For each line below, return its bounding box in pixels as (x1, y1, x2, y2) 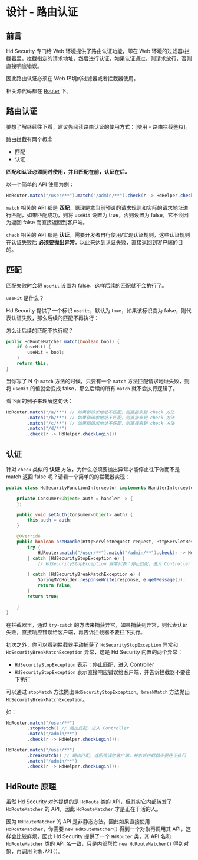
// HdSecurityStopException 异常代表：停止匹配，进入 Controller (37, 561, 191, 567)
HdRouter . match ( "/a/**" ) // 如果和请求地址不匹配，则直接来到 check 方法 (6, 409, 175, 415)
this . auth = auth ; (27, 517, 72, 523)
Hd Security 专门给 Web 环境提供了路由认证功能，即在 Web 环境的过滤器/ (6, 48, 185, 54)
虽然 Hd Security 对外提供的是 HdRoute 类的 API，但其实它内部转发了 (6, 798, 173, 805)
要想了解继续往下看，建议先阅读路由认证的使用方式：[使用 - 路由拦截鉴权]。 (6, 123, 191, 130)
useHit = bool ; (27, 350, 65, 356)
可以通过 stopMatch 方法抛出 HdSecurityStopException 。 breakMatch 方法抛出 (6, 688, 190, 695)
